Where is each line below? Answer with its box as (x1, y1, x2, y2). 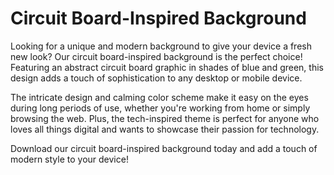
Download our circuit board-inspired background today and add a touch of (10, 142, 318, 154)
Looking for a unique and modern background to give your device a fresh (10, 40, 312, 52)
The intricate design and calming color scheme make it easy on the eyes (10, 91, 309, 103)
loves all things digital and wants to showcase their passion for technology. (10, 123, 320, 135)
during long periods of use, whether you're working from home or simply (10, 102, 311, 114)
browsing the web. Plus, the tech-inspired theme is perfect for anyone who (10, 112, 320, 124)
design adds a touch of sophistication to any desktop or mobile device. (10, 72, 303, 84)
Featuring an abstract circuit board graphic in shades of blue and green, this (10, 61, 324, 73)
